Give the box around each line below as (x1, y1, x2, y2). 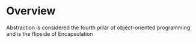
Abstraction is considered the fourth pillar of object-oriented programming (6, 24, 191, 31)
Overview (6, 4, 56, 18)
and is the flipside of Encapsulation (6, 30, 93, 37)
